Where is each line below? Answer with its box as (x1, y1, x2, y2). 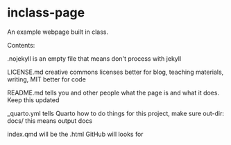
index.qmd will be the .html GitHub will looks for (7, 130, 144, 138)
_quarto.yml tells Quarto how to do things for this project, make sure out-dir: (7, 109, 224, 117)
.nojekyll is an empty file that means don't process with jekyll (7, 54, 182, 63)
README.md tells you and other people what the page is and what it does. (7, 88, 220, 97)
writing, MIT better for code (7, 75, 87, 84)
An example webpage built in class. (7, 28, 109, 36)
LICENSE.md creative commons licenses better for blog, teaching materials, (7, 68, 224, 76)
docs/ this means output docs (7, 116, 92, 125)
